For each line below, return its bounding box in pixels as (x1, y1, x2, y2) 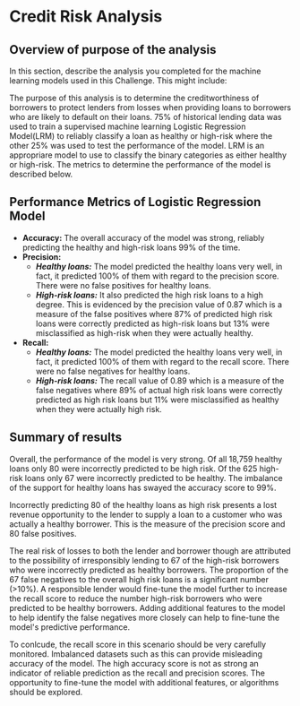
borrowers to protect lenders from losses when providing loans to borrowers (9, 102, 292, 113)
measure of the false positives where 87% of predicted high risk (35, 308, 273, 319)
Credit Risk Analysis (9, 6, 163, 27)
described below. (9, 168, 73, 179)
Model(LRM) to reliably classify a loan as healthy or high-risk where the (9, 131, 273, 141)
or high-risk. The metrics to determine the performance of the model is (9, 159, 271, 169)
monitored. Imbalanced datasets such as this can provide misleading (9, 648, 262, 659)
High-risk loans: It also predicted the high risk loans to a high (35, 289, 264, 300)
